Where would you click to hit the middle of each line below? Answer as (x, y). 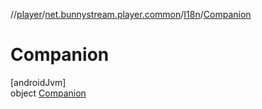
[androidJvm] (38, 82)
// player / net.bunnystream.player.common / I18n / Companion (131, 14)
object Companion (48, 93)
